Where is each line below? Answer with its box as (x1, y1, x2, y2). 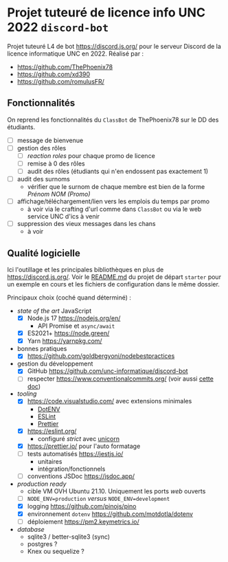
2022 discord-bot (7, 19, 109, 35)
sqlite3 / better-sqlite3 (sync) (27, 532, 111, 541)
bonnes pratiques (16, 345, 67, 353)
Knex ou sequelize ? (27, 548, 84, 555)
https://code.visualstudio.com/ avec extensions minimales (27, 397, 192, 405)
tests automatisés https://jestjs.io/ (27, 449, 124, 458)
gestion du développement (16, 359, 93, 368)
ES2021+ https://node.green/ (27, 329, 110, 337)
